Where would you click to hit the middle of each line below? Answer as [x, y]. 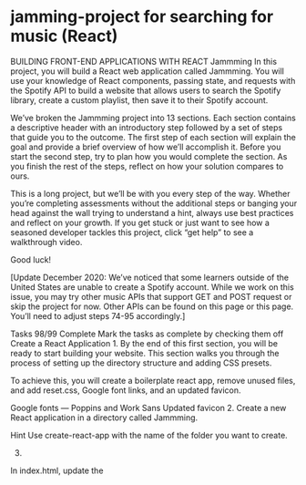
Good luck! [31, 259]
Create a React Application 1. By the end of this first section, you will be [144, 343]
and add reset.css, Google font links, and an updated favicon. [126, 390]
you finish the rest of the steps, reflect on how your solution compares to [147, 166]
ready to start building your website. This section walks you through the [145, 353]
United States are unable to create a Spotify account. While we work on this [152, 287]
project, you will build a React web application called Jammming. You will [148, 71]
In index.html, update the [57, 470]
